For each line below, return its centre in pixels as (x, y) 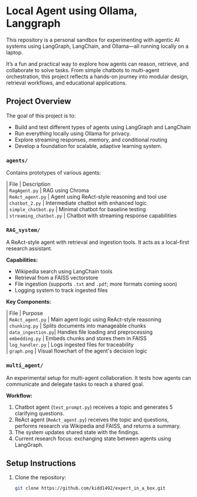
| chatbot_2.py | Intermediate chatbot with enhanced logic (77, 203)
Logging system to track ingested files (61, 291)
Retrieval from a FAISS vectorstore (56, 278)
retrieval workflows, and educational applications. (67, 83)
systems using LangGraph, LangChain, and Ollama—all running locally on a (97, 46)
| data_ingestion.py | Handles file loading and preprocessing (80, 332)
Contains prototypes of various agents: (54, 173)
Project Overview (39, 101)
